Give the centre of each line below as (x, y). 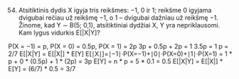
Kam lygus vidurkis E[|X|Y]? (59, 32)
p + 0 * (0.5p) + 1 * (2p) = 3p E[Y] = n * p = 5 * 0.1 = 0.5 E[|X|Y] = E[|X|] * (116, 61)
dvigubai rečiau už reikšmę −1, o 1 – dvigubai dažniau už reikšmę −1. (118, 18)
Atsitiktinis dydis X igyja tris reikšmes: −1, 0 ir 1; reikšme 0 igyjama (115, 10)
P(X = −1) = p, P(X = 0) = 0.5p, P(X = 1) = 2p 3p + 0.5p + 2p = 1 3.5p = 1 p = (118, 46)
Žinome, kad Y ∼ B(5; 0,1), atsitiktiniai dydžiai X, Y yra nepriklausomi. (119, 25)
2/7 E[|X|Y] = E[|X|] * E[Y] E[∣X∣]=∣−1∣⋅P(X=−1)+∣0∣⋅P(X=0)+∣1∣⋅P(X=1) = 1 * (120, 54)
